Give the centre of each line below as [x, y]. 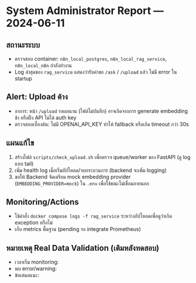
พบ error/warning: [36, 269]
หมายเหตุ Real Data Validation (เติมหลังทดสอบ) [83, 248]
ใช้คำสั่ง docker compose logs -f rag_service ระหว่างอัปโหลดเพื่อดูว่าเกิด [93, 216]
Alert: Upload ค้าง [37, 97]
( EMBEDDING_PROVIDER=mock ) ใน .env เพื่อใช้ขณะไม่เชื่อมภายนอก [82, 183]
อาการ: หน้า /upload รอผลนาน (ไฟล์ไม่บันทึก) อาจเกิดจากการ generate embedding [101, 111]
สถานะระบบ [23, 45]
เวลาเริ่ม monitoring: [37, 262]
